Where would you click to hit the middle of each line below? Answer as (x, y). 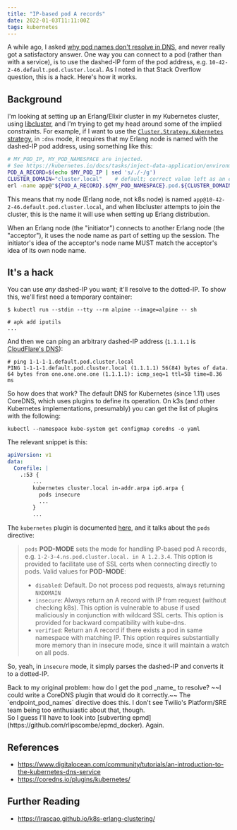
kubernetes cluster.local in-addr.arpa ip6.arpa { (109, 488)
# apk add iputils (34, 322)
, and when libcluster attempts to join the (161, 206)
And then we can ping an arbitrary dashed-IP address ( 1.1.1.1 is (102, 342)
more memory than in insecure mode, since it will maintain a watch (132, 645)
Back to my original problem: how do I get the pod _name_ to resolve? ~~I (114, 688)
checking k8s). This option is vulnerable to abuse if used (117, 607)
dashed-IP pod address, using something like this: (80, 146)
